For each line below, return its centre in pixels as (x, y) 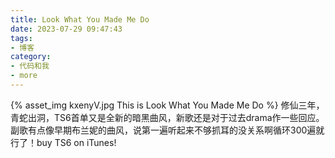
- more (24, 76)
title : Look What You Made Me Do (80, 19)
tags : (21, 38)
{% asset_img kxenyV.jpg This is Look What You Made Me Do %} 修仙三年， (167, 105)
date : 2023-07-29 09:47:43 (66, 29)
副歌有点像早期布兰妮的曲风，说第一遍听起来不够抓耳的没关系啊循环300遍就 (167, 130)
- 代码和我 (30, 66)
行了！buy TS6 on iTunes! (63, 142)
